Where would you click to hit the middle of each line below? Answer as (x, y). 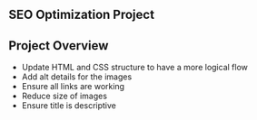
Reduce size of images (64, 96)
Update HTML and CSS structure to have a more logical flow (135, 68)
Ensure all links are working (73, 87)
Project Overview (59, 46)
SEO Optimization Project (82, 15)
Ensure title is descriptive (69, 106)
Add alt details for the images (77, 77)
